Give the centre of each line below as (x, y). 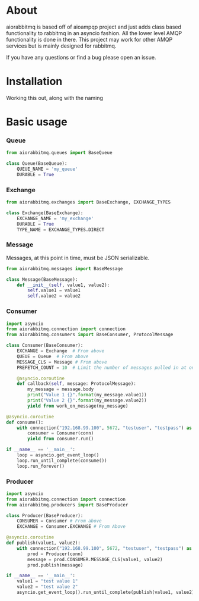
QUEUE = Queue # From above (53, 356)
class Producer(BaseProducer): (45, 515)
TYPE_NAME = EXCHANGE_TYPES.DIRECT (61, 230)
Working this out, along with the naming (55, 98)
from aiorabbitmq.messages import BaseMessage (65, 268)
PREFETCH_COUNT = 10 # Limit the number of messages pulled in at (102, 367)
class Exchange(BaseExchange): (45, 213)
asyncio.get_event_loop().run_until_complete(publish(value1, (95, 593)
